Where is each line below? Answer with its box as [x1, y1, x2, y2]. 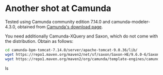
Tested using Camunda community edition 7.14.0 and [5, 19, 111, 25]
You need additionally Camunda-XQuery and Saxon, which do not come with [5, 33, 158, 39]
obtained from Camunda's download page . [17, 24, 103, 29]
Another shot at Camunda [5, 3, 112, 14]
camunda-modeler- [111, 19, 150, 25]
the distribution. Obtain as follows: [5, 38, 74, 44]
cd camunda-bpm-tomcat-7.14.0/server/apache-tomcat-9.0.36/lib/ [5, 48, 138, 52]
